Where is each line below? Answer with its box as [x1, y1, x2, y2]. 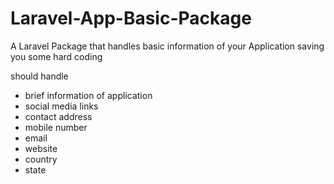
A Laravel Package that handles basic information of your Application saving [10, 40, 325, 52]
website [24, 142, 58, 154]
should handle [10, 70, 69, 82]
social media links [24, 100, 99, 112]
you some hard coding [10, 50, 103, 62]
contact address [24, 110, 93, 122]
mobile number [24, 121, 88, 133]
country [24, 153, 58, 165]
